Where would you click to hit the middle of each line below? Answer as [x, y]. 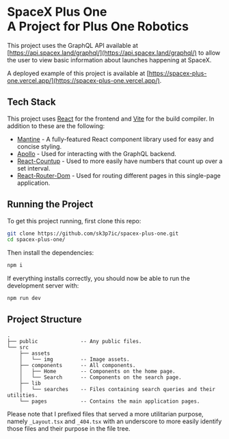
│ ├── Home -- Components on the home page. [97, 371]
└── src [18, 347]
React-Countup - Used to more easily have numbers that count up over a [120, 161]
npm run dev [24, 299]
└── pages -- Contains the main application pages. [110, 401]
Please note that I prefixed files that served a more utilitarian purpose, [105, 414]
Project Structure [44, 319]
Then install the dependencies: [51, 253]
